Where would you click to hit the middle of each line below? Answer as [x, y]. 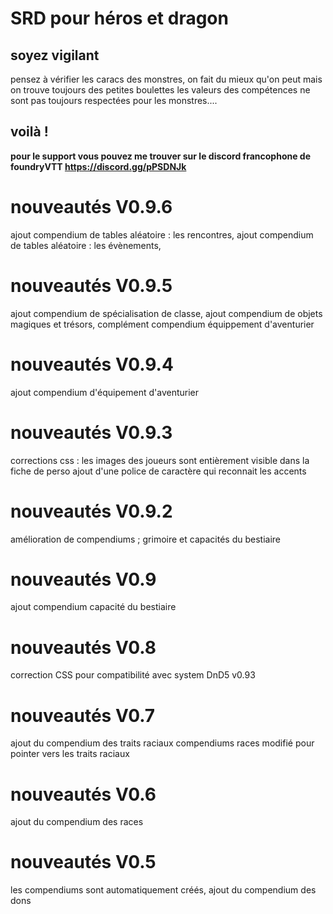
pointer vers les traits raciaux [70, 754]
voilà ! [29, 132]
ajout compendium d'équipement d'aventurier [105, 392]
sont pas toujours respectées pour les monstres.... [114, 100]
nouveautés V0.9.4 [92, 364]
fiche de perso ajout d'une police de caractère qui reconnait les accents [158, 471]
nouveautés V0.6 [83, 794]
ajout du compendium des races [77, 822]
